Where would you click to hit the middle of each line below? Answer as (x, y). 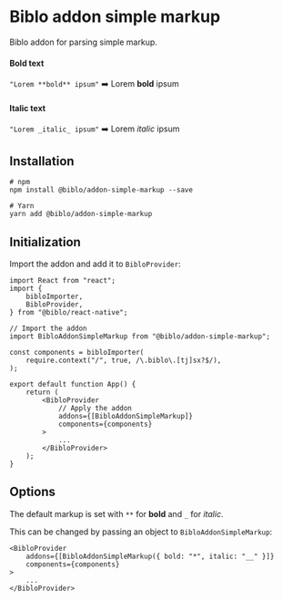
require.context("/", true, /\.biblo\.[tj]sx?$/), (124, 360)
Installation (42, 161)
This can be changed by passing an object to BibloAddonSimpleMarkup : (141, 532)
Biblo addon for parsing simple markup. (83, 42)
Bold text (27, 63)
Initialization (45, 242)
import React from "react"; (63, 280)
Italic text (28, 108)
